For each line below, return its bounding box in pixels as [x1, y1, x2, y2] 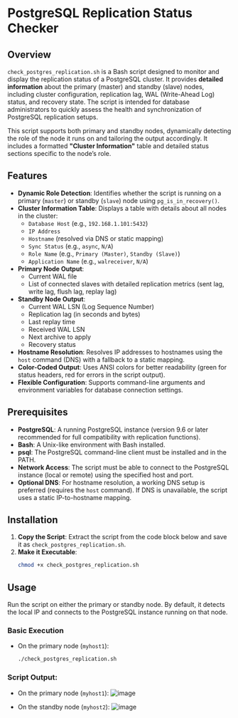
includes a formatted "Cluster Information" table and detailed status [7, 142, 210, 150]
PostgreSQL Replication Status [7, 5, 193, 21]
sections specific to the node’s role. [7, 150, 112, 157]
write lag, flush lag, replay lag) [28, 287, 117, 296]
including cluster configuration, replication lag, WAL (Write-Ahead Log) [7, 90, 215, 98]
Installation [7, 514, 58, 526]
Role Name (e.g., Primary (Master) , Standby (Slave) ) [28, 249, 180, 258]
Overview [7, 48, 52, 61]
